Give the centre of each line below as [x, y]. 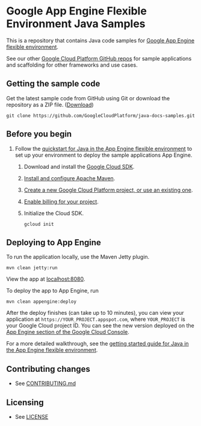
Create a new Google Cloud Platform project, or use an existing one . [108, 190]
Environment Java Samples [76, 24]
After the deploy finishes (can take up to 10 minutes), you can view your [95, 313]
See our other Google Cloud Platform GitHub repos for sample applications [99, 58]
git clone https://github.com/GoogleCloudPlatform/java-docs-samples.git [101, 115]
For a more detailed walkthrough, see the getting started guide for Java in [97, 344]
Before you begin [39, 134]
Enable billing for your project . [61, 201]
